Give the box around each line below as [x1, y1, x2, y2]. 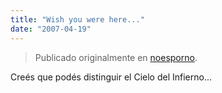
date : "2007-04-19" [10, 24, 92, 34]
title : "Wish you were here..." [10, 14, 145, 25]
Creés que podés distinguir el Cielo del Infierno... [10, 71, 213, 83]
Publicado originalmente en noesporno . [34, 51, 198, 63]
